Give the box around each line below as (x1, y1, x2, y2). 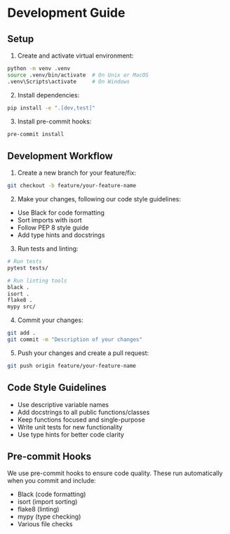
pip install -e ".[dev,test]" (7, 104, 96, 112)
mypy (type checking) (17, 512, 81, 521)
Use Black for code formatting (17, 208, 105, 217)
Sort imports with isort (17, 216, 82, 225)
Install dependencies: (17, 91, 80, 99)
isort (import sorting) (17, 498, 78, 506)
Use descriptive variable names (17, 400, 109, 408)
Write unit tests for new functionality (17, 422, 123, 431)
